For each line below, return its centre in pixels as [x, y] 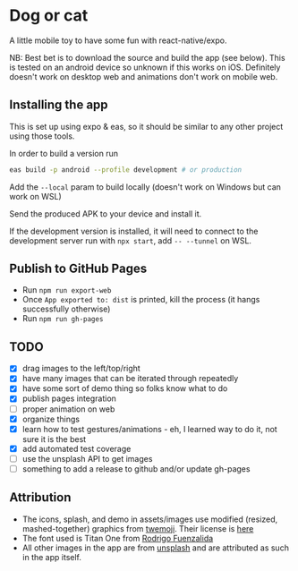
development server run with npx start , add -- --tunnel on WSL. [131, 240]
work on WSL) [36, 196]
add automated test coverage [77, 448]
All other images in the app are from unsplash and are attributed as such [155, 548]
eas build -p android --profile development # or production [126, 170]
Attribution [40, 498]
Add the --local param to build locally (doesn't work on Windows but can [145, 187]
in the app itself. [52, 557]
